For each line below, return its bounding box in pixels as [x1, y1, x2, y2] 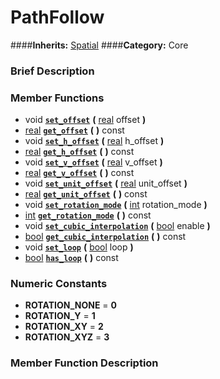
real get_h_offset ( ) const [24, 146, 135, 158]
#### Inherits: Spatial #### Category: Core [10, 39, 189, 51]
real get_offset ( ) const [24, 124, 125, 136]
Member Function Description [10, 356, 159, 370]
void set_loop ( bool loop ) [24, 241, 134, 253]
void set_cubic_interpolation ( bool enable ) [24, 220, 211, 232]
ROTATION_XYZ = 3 [24, 331, 110, 343]
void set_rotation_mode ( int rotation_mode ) [24, 199, 208, 211]
